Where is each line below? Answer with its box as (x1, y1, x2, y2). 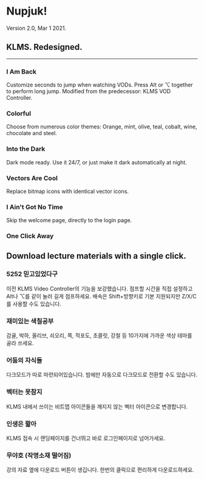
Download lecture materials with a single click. (6, 251, 186, 261)
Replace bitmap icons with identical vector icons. (6, 187, 129, 195)
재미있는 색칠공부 (6, 316, 54, 325)
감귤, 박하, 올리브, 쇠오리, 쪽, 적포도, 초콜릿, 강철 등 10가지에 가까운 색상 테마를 (6, 332, 192, 339)
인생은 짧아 (6, 419, 37, 428)
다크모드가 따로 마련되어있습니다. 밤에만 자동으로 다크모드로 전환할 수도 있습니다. (6, 371, 198, 379)
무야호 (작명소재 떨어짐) (6, 451, 72, 460)
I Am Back (6, 67, 36, 75)
